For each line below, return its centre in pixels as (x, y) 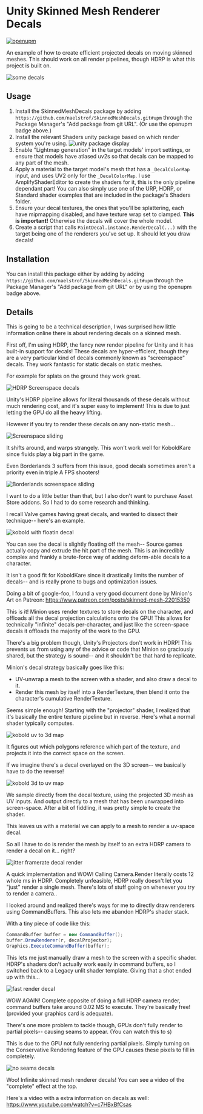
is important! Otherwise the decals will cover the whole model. (94, 220)
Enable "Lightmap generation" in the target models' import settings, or (103, 149)
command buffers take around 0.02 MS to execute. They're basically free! (98, 1007)
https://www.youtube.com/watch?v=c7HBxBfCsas (69, 1104)
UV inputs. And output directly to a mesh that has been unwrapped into (95, 801)
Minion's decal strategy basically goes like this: (65, 667)
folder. (23, 201)
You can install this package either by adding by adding (75, 274)
